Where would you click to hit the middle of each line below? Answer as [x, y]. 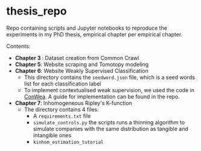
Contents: [18, 46]
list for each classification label [62, 84]
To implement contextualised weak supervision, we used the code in [109, 90]
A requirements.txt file [62, 116]
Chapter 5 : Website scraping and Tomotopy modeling [82, 64]
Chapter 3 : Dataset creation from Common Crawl [77, 58]
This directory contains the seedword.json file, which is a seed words [109, 77]
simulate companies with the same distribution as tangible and [110, 129]
